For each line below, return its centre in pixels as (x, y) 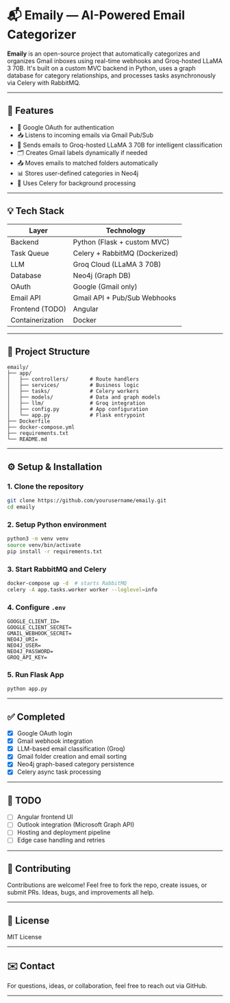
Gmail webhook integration (55, 741)
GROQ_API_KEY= (27, 658)
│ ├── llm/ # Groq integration (76, 403)
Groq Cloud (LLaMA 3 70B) (117, 264)
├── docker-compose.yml (41, 427)
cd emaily (21, 507)
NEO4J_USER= (24, 646)
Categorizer (42, 35)
